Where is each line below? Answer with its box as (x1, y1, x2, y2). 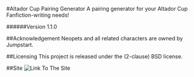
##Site (6, 64, 23, 72)
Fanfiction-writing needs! (6, 11, 70, 19)
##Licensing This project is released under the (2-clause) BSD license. (6, 53, 183, 60)
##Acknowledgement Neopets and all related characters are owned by (6, 35, 183, 42)
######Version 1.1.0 (6, 23, 58, 30)
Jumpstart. (6, 42, 34, 48)
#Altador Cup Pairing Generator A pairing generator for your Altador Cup (6, 5, 188, 12)
